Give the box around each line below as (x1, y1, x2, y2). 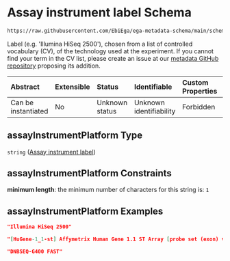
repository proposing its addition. (7, 61, 101, 70)
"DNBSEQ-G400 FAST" (7, 248, 63, 255)
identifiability (133, 106, 176, 115)
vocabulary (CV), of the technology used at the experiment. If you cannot (7, 46, 214, 55)
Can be (10, 98, 34, 107)
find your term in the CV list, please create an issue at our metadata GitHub (7, 54, 219, 62)
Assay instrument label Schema (7, 5, 192, 20)
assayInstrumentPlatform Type (7, 130, 143, 141)
